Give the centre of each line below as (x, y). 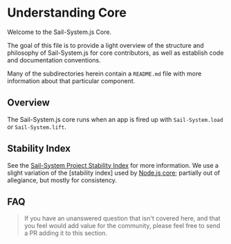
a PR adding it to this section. (66, 233)
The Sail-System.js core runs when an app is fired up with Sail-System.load (115, 119)
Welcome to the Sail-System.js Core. (59, 32)
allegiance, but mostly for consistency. (62, 180)
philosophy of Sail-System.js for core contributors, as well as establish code (115, 53)
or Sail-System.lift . (37, 127)
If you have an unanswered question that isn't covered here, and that (122, 218)
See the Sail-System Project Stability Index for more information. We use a (113, 165)
